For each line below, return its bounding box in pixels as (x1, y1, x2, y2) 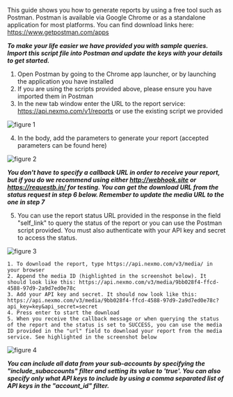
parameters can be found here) (17, 141, 107, 149)
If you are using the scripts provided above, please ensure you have (17, 85, 212, 93)
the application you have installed (17, 77, 114, 86)
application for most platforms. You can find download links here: (7, 21, 194, 29)
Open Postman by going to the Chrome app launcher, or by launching (17, 70, 216, 78)
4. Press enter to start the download (7, 309, 120, 316)
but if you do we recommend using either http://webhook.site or (7, 176, 197, 184)
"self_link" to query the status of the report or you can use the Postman (17, 219, 223, 227)
